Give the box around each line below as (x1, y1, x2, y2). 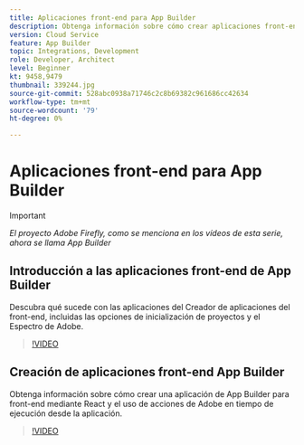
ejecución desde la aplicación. (9, 408, 123, 419)
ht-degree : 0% (9, 114, 63, 123)
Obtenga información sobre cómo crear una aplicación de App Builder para (9, 388, 290, 399)
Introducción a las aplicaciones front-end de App (9, 263, 291, 279)
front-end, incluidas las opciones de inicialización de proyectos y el (9, 311, 261, 322)
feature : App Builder (9, 38, 91, 48)
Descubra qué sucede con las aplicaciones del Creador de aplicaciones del (9, 301, 291, 312)
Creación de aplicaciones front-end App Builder (9, 365, 285, 380)
